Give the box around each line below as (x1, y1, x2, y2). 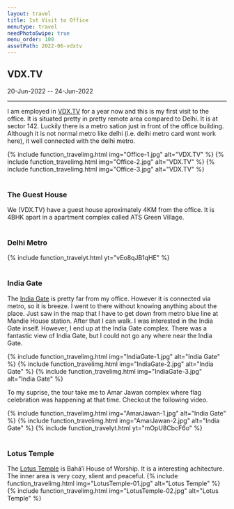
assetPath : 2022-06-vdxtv (7, 43, 82, 50)
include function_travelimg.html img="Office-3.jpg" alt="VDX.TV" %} (7, 165, 205, 173)
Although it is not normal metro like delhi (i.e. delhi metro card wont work (7, 129, 216, 137)
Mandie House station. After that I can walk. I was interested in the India (7, 317, 214, 325)
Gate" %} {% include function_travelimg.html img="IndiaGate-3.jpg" (7, 367, 203, 375)
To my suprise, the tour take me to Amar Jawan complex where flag (7, 388, 202, 396)
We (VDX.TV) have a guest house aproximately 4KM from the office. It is (7, 206, 214, 214)
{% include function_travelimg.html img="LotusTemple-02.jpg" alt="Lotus (7, 487, 219, 495)
